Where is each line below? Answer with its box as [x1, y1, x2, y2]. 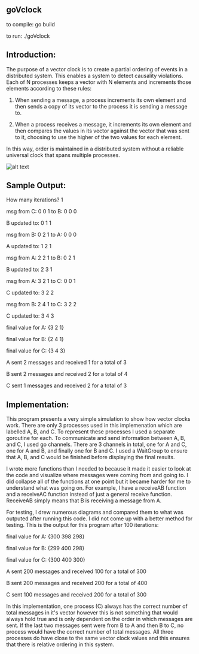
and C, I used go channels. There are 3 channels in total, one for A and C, [6, 441, 187, 448]
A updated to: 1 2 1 [6, 243, 52, 250]
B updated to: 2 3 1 [6, 266, 53, 273]
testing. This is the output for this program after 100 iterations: [6, 522, 159, 529]
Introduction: [6, 50, 56, 60]
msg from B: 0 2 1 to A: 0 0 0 [6, 231, 76, 239]
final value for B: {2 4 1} [6, 336, 65, 343]
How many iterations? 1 [6, 196, 63, 203]
